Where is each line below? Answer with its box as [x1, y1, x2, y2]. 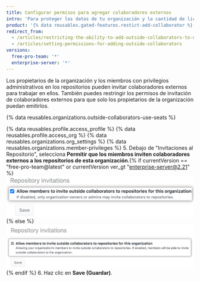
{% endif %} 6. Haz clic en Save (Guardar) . [6, 269, 112, 276]
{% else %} [6, 218, 35, 225]
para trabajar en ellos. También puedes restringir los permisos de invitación [6, 89, 192, 96]
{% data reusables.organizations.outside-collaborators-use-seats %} [6, 114, 176, 121]
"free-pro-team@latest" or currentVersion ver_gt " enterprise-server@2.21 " [6, 163, 190, 170]
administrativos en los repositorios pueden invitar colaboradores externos [6, 83, 187, 90]
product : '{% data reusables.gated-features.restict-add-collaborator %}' [6, 22, 196, 28]
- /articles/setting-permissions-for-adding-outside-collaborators [11, 41, 183, 47]
